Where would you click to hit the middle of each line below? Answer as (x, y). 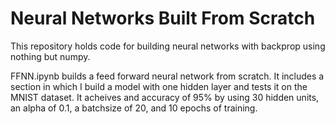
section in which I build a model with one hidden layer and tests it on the (159, 86)
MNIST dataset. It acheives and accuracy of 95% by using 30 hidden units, (165, 97)
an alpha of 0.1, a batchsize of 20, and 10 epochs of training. (134, 108)
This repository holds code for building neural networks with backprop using (168, 46)
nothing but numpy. (50, 56)
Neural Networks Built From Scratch (163, 18)
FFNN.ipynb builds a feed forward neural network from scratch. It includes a (167, 76)
